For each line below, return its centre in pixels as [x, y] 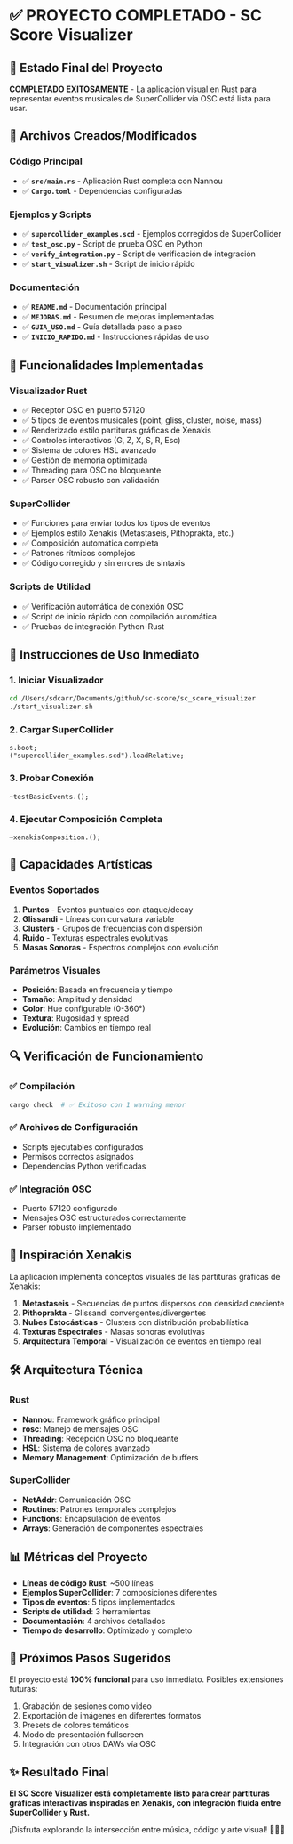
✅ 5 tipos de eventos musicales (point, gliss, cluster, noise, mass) [142, 420]
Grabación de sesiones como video [87, 1706]
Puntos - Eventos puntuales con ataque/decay [107, 910]
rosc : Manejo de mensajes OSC [80, 1428]
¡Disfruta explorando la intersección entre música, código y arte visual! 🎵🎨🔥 [147, 1830]
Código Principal [46, 161]
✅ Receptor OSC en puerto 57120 [83, 409]
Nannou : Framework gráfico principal [91, 1419]
